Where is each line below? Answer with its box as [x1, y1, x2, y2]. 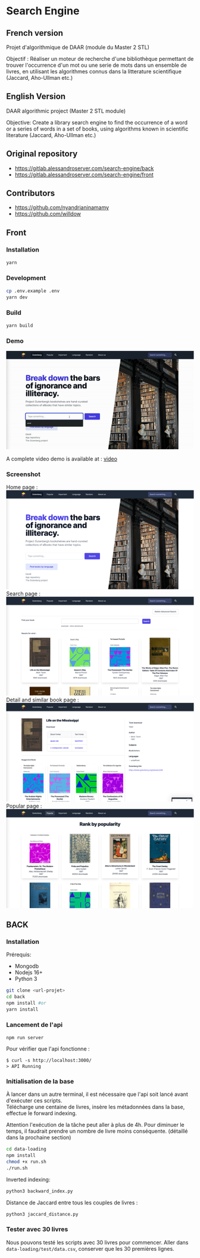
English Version [6, 91, 66, 102]
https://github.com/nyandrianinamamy [14, 204, 109, 211]
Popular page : [6, 803, 42, 810]
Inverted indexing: [6, 1176, 51, 1183]
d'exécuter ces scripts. [6, 1097, 62, 1104]
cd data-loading [6, 1146, 46, 1153]
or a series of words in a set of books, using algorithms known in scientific [6, 125, 189, 132]
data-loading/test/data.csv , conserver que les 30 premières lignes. [6, 1245, 174, 1252]
